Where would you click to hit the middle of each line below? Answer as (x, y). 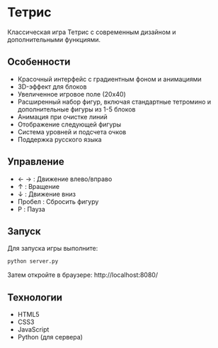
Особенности (39, 62)
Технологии (35, 297)
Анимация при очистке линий (62, 116)
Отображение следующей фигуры (69, 124)
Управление (36, 162)
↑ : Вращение (39, 186)
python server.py (33, 261)
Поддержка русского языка (59, 139)
